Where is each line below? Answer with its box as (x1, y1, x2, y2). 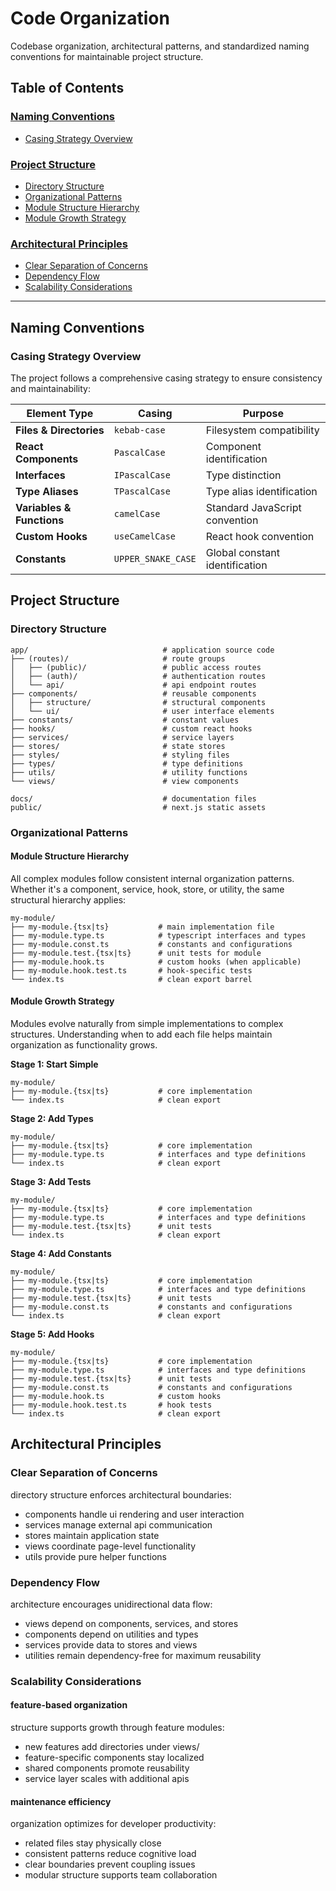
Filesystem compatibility (205, 423, 320, 437)
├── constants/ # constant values (10, 715, 240, 725)
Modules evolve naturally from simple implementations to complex (10, 1017, 284, 1029)
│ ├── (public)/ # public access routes (10, 662, 262, 672)
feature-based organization (10, 1699, 128, 1711)
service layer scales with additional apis (24, 1773, 190, 1785)
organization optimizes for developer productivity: (10, 1818, 217, 1830)
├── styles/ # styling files (10, 750, 230, 760)
